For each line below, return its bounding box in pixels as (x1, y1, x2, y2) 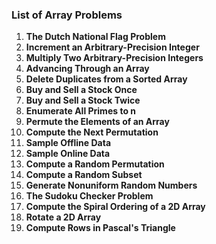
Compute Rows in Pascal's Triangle (25, 222, 176, 234)
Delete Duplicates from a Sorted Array (25, 73, 188, 85)
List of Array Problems (11, 8, 123, 22)
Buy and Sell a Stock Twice (25, 94, 141, 107)
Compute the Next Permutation (25, 126, 159, 138)
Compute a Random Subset (25, 169, 143, 181)
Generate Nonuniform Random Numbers (25, 179, 198, 192)
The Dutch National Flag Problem (25, 31, 166, 43)
